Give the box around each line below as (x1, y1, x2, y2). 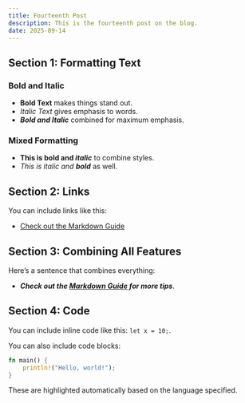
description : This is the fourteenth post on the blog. (8, 19, 198, 27)
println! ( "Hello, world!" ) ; (22, 364, 116, 372)
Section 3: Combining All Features (8, 244, 182, 258)
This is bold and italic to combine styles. (19, 153, 155, 163)
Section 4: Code (8, 304, 90, 318)
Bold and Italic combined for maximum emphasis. (19, 115, 185, 124)
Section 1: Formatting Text (8, 56, 141, 69)
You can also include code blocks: (8, 341, 121, 350)
